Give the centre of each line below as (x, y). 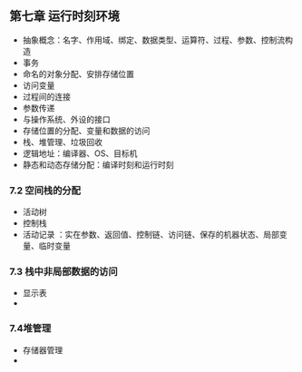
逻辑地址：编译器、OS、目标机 (80, 153)
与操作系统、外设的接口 (66, 119)
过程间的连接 (46, 96)
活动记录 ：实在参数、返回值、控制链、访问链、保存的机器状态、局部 (151, 235)
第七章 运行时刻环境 (64, 16)
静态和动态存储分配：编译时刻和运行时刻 (98, 164)
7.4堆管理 (30, 328)
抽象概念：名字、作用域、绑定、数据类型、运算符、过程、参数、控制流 (154, 40)
